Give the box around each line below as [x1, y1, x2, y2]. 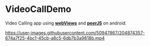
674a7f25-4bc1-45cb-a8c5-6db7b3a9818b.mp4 [5, 35, 105, 41]
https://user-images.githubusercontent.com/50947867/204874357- [5, 29, 146, 35]
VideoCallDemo [5, 3, 71, 15]
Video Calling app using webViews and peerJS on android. [5, 20, 127, 26]
